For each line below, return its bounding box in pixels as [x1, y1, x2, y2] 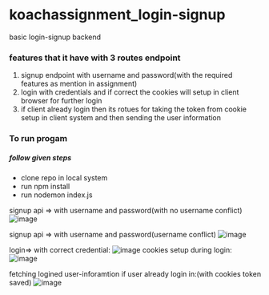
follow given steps [9, 152, 72, 162]
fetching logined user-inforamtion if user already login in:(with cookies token [9, 269, 262, 279]
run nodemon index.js [20, 190, 93, 200]
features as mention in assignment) [20, 79, 138, 89]
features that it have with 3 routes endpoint [9, 52, 181, 63]
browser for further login [20, 96, 102, 106]
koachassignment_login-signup [9, 6, 226, 24]
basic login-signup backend [9, 32, 102, 42]
